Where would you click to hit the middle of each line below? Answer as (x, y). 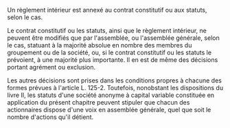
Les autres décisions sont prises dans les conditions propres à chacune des (114, 81)
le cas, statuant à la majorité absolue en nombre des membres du (100, 45)
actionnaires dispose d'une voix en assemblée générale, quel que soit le (109, 110)
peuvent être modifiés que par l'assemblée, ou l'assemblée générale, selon (113, 38)
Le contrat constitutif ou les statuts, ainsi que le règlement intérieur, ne (107, 31)
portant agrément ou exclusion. (51, 67)
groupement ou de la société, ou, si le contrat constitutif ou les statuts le (109, 52)
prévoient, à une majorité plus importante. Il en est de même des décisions (113, 60)
